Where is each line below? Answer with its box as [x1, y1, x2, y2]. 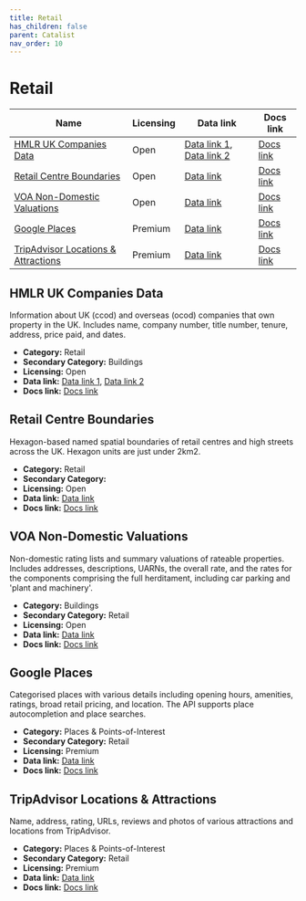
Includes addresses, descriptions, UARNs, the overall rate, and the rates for [9, 562, 292, 573]
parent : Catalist [9, 30, 76, 39]
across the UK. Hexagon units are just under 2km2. [9, 445, 201, 456]
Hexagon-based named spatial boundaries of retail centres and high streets [9, 435, 294, 447]
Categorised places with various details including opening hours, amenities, [9, 689, 294, 700]
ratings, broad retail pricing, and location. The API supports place [9, 699, 255, 710]
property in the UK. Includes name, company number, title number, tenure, [9, 320, 289, 330]
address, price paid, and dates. [9, 330, 127, 340]
